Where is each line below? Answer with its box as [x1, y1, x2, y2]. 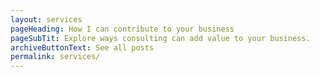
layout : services [10, 14, 83, 25]
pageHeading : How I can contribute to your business [10, 24, 235, 34]
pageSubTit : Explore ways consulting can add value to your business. [10, 33, 311, 43]
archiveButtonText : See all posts [10, 42, 155, 53]
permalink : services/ [10, 52, 101, 62]
